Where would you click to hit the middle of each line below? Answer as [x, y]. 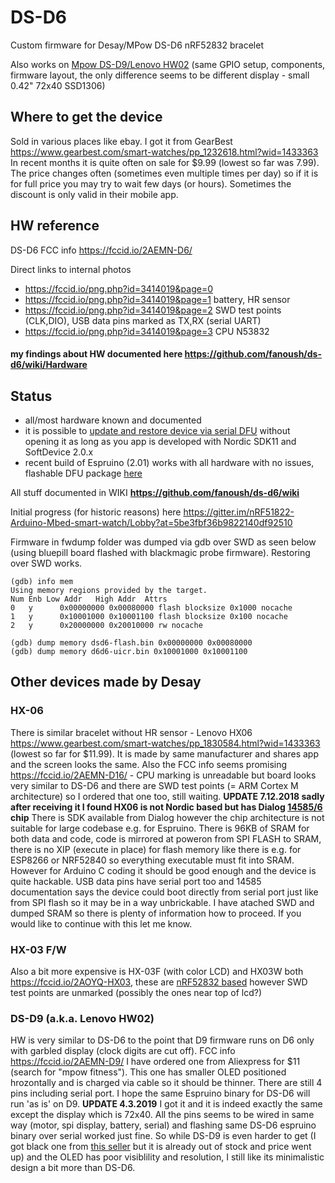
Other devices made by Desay [106, 682]
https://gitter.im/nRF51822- [239, 512]
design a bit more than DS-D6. [73, 1168]
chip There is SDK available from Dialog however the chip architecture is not [167, 817]
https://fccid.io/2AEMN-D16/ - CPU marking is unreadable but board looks [163, 775]
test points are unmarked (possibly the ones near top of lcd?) [136, 992]
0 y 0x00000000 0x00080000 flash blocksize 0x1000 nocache [151, 607]
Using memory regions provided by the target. [109, 590]
